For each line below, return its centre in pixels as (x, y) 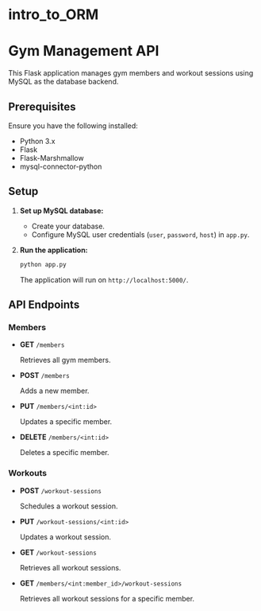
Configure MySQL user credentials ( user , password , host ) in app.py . (140, 234)
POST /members (44, 376)
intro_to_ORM (54, 15)
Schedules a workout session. (69, 506)
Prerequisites (42, 106)
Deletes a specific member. (64, 453)
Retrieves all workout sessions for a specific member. (107, 598)
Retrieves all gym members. (65, 360)
